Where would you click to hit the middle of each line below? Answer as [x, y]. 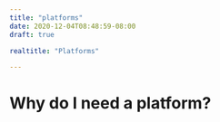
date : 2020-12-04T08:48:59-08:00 [73, 26]
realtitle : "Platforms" [55, 51]
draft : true [32, 34]
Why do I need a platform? [110, 103]
